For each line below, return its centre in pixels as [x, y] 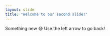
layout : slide [20, 10]
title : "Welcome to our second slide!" [47, 14]
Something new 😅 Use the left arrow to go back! [55, 28]
